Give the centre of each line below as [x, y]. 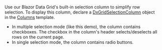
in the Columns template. [30, 17]
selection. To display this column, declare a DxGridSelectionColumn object [80, 12]
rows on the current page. [38, 37]
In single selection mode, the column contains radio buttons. [72, 42]
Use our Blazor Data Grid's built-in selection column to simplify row [72, 7]
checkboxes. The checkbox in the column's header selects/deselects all [84, 32]
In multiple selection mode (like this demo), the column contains [76, 27]
